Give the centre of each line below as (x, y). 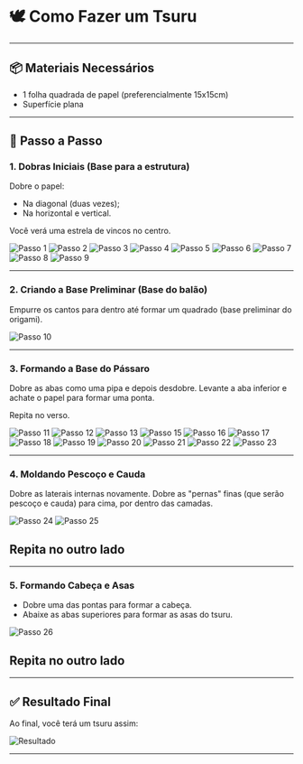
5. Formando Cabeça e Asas (72, 585)
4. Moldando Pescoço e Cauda (78, 474)
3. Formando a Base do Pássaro (80, 368)
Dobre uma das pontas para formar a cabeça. (107, 605)
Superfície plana (53, 104)
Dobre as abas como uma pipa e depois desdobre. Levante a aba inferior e (148, 388)
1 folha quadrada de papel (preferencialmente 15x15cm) (125, 94)
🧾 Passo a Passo (56, 141)
